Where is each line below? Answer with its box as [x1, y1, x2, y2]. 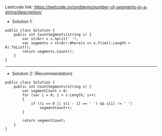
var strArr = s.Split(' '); [22, 36, 79, 41]
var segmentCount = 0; [22, 89, 68, 93]
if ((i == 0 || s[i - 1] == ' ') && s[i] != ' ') [30, 101, 133, 106]
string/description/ [5, 9, 42, 15]
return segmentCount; [22, 118, 66, 123]
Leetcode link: [5, 4, 33, 10]
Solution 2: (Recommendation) [12, 71, 73, 76]
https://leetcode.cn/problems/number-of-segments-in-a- [34, 4, 148, 10]
